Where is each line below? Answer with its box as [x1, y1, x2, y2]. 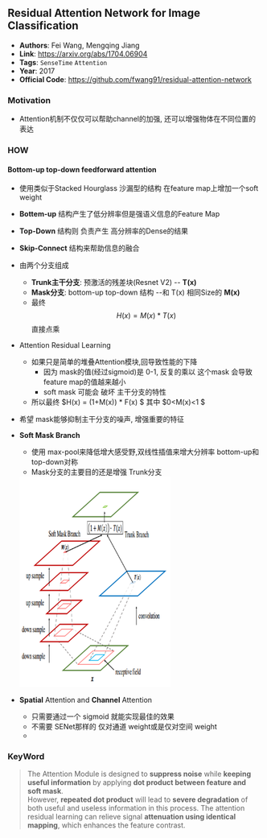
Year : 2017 [18, 66, 55, 76]
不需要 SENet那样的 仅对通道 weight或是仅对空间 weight [31, 721, 218, 731]
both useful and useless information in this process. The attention [27, 803, 245, 812]
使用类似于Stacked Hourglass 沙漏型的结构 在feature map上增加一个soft [18, 184, 259, 193]
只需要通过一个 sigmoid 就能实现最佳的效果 [31, 712, 175, 721]
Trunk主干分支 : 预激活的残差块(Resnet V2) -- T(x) [31, 278, 197, 287]
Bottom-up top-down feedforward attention [7, 164, 158, 174]
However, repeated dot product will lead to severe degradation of [27, 795, 249, 804]
